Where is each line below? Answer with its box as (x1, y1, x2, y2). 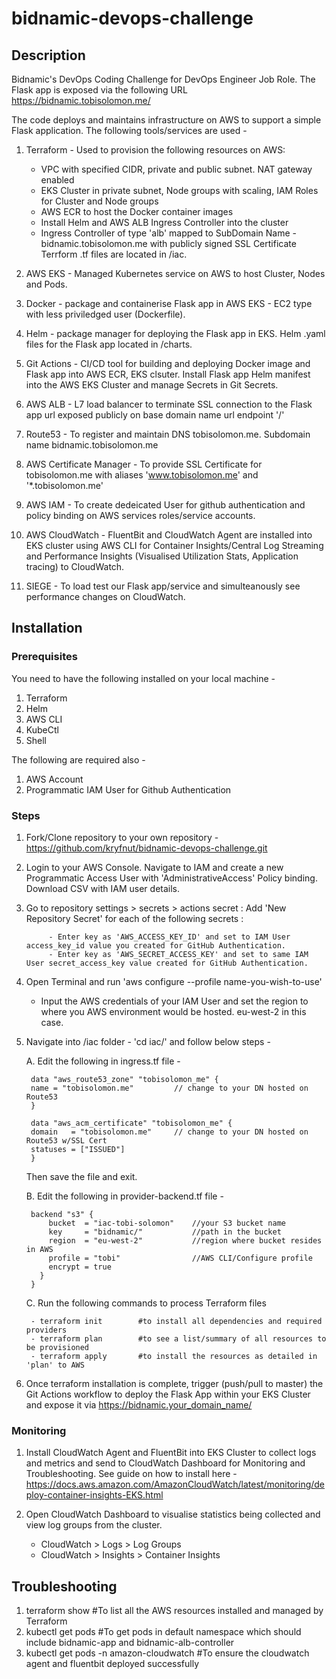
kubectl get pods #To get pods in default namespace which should (25, 1626, 302, 1638)
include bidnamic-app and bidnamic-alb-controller (25, 1637, 235, 1649)
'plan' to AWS (25, 1360, 85, 1370)
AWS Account (25, 773, 84, 785)
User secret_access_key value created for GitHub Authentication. (25, 958, 309, 968)
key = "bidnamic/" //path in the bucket (48, 1227, 282, 1237)
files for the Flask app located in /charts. (25, 338, 193, 350)
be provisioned (25, 1342, 90, 1352)
